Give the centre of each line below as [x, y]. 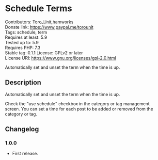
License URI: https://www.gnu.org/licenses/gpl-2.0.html [61, 58]
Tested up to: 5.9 [22, 42]
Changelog [22, 129]
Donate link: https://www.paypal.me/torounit [49, 27]
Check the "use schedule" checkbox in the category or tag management [77, 104]
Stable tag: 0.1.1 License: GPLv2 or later [44, 53]
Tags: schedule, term [26, 32]
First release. [25, 154]
